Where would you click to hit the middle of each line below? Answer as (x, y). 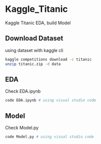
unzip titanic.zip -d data (33, 64)
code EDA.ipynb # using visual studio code (51, 100)
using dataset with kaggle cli (34, 50)
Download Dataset (34, 38)
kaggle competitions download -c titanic (49, 59)
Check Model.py (22, 128)
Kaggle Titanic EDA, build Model (38, 23)
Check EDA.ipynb (23, 91)
